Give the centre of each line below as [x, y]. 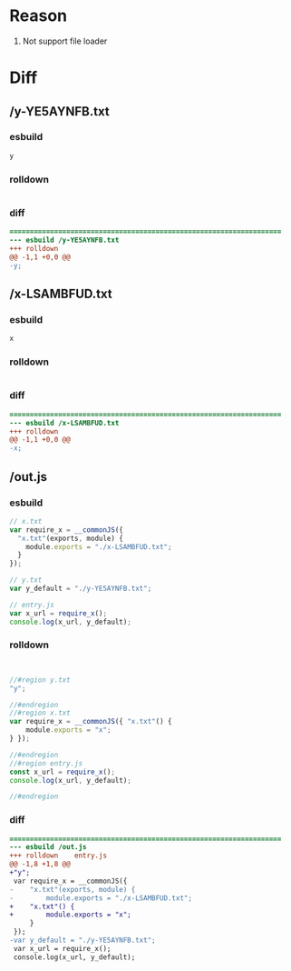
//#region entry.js [46, 763]
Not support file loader [65, 41]
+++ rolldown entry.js [58, 856]
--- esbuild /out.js [48, 847]
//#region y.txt [40, 680]
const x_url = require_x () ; [63, 772]
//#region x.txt [40, 713]
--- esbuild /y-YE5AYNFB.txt [64, 240]
